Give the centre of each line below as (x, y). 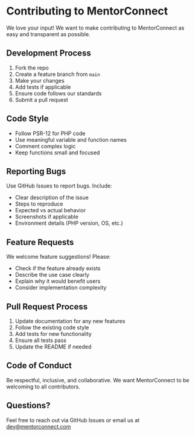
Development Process (49, 53)
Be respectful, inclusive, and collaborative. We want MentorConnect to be (98, 380)
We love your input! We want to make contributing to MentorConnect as (95, 28)
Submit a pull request (41, 100)
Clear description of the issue (52, 198)
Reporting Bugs (36, 171)
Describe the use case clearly (52, 275)
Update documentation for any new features (70, 321)
